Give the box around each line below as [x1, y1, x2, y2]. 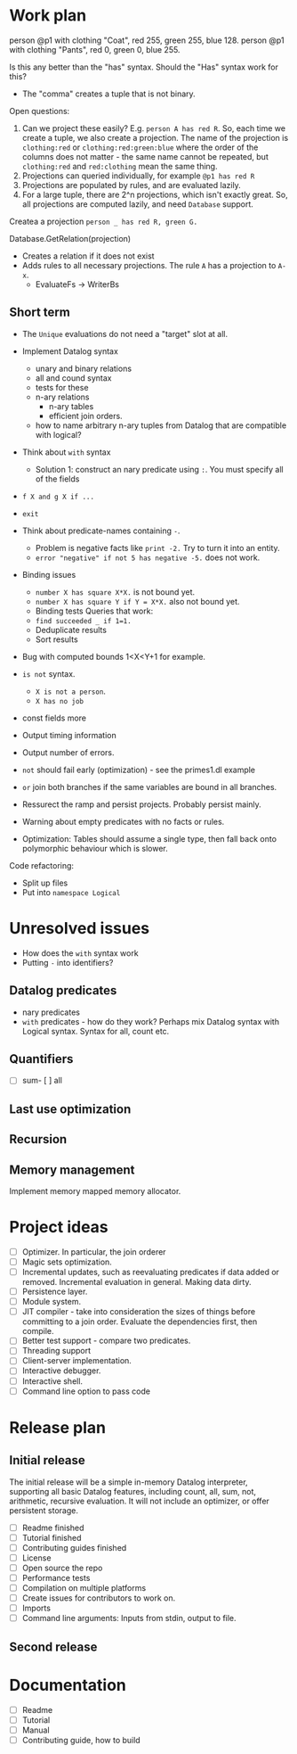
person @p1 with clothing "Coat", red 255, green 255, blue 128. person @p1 [9, 35, 285, 45]
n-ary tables [48, 400, 94, 411]
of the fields [35, 473, 80, 484]
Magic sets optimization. [21, 1256, 113, 1267]
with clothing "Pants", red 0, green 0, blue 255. [9, 44, 181, 54]
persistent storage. [9, 1504, 78, 1516]
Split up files [21, 877, 68, 888]
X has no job [35, 696, 84, 705]
